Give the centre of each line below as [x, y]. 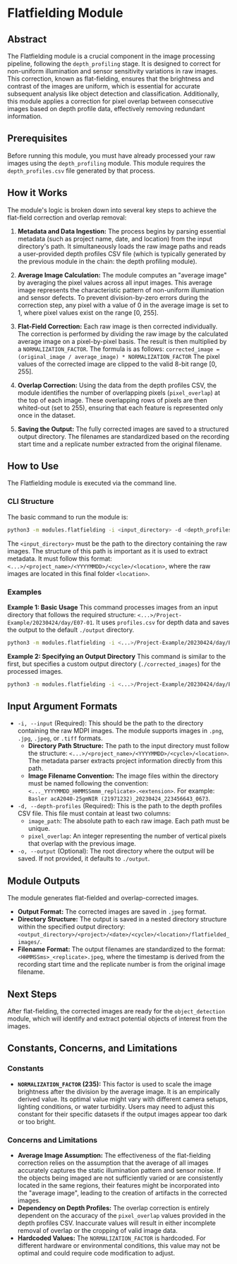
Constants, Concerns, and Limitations [92, 1048]
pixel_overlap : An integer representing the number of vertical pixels [127, 836]
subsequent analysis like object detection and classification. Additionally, [114, 94]
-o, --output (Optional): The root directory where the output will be [116, 851]
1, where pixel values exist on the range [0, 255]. [88, 312]
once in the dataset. [47, 415]
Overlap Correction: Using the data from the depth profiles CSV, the [117, 385]
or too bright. [37, 1121]
